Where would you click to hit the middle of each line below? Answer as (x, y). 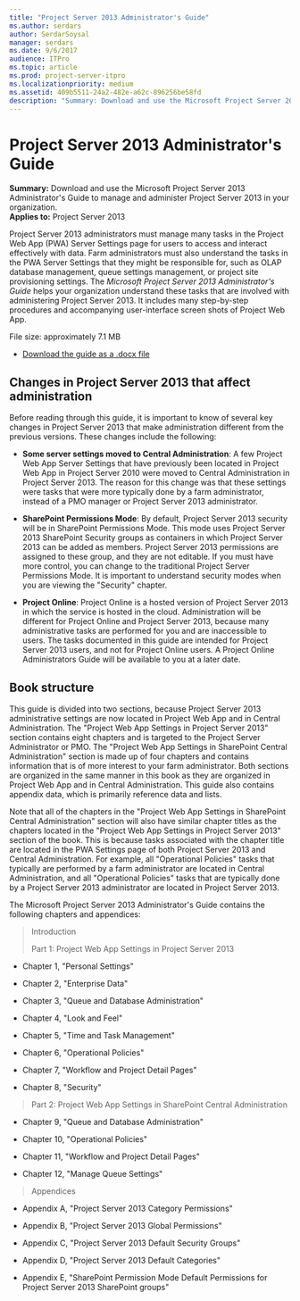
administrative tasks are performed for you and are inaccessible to (145, 631)
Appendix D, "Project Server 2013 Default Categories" (121, 1260)
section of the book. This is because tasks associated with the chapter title (147, 839)
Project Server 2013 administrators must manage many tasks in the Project (146, 234)
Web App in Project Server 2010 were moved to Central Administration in (156, 473)
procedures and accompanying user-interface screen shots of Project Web (147, 310)
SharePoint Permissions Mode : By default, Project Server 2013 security (155, 519)
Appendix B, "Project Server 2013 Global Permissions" (122, 1225)
